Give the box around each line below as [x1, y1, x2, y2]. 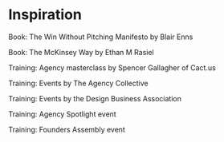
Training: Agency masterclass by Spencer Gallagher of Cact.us [8, 62, 217, 73]
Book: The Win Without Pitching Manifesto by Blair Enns [8, 32, 193, 41]
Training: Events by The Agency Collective [8, 78, 149, 88]
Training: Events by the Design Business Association [8, 93, 182, 103]
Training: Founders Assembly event [8, 124, 126, 134]
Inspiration [8, 6, 82, 24]
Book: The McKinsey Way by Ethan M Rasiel [8, 47, 154, 57]
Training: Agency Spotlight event [8, 109, 116, 119]
